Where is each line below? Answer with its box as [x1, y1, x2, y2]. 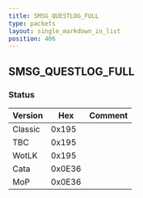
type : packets [8, 19, 57, 28]
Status [8, 88, 35, 100]
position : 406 [8, 34, 57, 43]
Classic [12, 123, 40, 135]
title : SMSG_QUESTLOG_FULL [8, 11, 99, 20]
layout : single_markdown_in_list [8, 27, 121, 35]
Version [12, 110, 44, 121]
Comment [88, 110, 128, 121]
